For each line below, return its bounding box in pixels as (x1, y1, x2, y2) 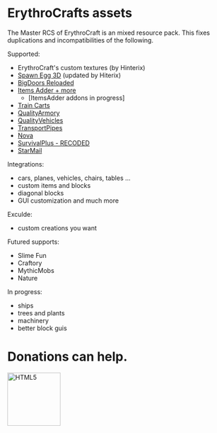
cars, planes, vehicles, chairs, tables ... (17, 174, 131, 182)
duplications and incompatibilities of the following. (7, 35, 154, 44)
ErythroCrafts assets (7, 5, 133, 21)
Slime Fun (17, 251, 47, 259)
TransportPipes (17, 123, 63, 132)
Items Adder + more (17, 86, 76, 94)
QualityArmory (17, 108, 60, 117)
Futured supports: (7, 237, 60, 246)
